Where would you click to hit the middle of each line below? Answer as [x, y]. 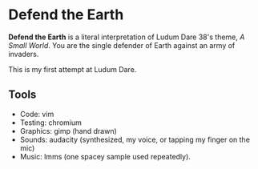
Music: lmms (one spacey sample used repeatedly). [105, 156]
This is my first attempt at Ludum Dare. [73, 69]
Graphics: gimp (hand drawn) [69, 131]
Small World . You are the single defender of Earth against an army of [122, 45]
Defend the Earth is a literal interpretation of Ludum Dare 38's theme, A [127, 37]
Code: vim [37, 114]
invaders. [24, 54]
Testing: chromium [50, 123]
